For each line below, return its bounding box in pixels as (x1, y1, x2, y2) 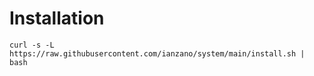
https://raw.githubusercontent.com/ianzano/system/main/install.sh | (9, 48, 306, 59)
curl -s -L (9, 40, 55, 50)
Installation (9, 7, 105, 30)
